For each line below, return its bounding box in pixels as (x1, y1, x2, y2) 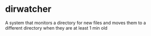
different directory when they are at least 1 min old (5, 25, 108, 31)
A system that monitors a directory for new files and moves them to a (5, 20, 146, 26)
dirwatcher (5, 3, 51, 15)
